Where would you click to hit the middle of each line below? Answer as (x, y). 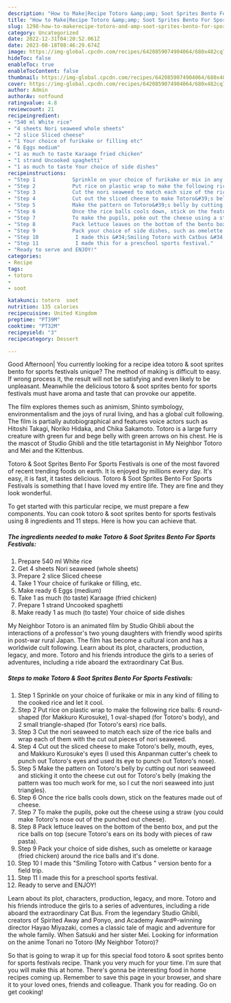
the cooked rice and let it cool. (61, 703)
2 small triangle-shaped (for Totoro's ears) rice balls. (92, 725)
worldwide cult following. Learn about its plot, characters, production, (106, 648)
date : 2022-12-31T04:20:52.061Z (54, 39)
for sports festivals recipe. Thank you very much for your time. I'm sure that (114, 963)
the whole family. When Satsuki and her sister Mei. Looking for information (113, 935)
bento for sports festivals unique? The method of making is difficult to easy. (114, 372)
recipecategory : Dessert (43, 339)
